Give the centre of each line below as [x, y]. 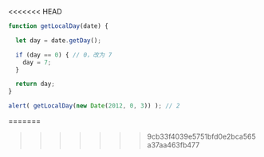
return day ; [35, 84]
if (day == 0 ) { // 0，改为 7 [64, 55]
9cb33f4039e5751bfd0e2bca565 [202, 136]
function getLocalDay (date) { [59, 26]
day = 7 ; [37, 62]
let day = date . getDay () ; [59, 40]
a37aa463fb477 [173, 145]
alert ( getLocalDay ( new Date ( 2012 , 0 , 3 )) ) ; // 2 [94, 106]
